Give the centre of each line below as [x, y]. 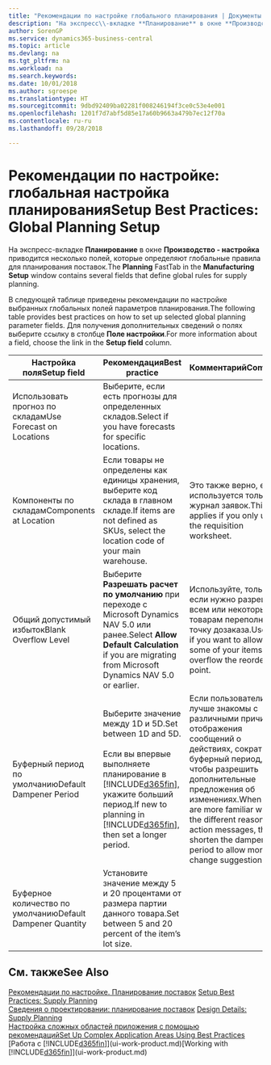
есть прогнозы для [140, 396]
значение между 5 [140, 883]
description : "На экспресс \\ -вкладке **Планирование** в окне [115, 23]
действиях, [211, 748]
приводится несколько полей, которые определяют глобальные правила [135, 258]
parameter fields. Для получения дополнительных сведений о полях [126, 325]
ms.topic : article [39, 46]
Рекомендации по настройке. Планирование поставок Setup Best [122, 991]
